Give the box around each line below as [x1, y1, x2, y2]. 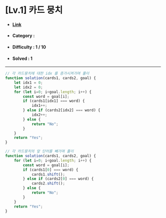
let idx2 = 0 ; [14, 85, 43, 89]
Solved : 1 [12, 55, 33, 61]
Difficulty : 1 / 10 [12, 44, 46, 50]
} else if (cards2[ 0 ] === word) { [23, 176, 94, 181]
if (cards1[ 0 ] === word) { [23, 167, 79, 172]
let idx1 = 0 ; [14, 80, 43, 85]
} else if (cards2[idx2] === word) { [23, 108, 100, 113]
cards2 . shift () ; [31, 181, 65, 186]
